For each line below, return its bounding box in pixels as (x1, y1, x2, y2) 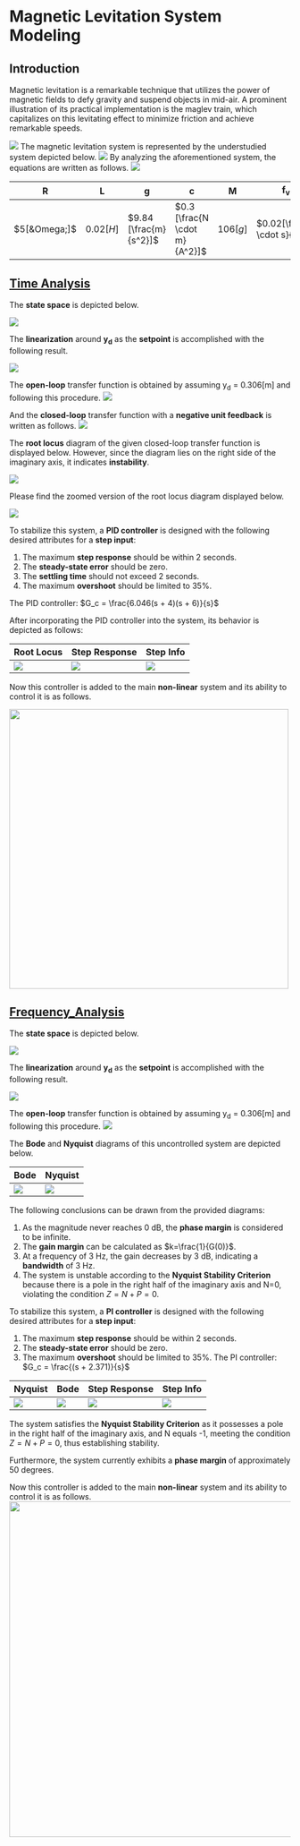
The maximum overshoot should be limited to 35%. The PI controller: (21, 1352, 278, 1363)
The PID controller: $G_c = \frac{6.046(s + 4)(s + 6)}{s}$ (9, 597, 220, 608)
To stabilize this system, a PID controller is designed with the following (9, 525, 271, 535)
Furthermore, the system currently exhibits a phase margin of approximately (9, 1455, 291, 1466)
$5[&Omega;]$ (13, 223, 78, 235)
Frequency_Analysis (9, 1004, 125, 1020)
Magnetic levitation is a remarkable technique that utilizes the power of (9, 85, 271, 95)
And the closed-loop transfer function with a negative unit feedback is (9, 409, 272, 420)
